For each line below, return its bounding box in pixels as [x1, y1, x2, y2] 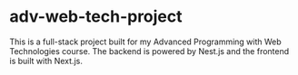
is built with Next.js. [9, 55, 84, 66]
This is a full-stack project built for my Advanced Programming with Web [9, 36, 282, 47]
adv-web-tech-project [9, 6, 184, 27]
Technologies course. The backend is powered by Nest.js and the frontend [9, 45, 290, 56]
